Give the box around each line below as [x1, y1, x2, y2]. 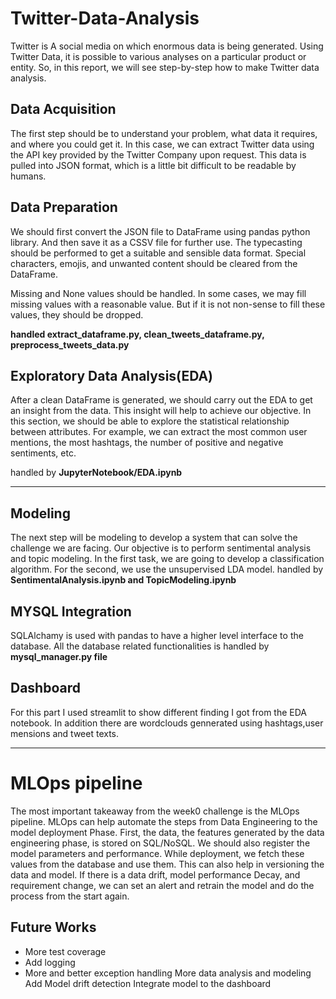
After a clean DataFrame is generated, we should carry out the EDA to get [10, 394, 313, 406]
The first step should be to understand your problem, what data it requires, [10, 127, 318, 139]
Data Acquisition [10, 101, 117, 118]
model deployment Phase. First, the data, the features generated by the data [10, 826, 325, 838]
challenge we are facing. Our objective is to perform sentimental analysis [10, 542, 312, 554]
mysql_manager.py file [10, 651, 108, 662]
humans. [10, 170, 47, 182]
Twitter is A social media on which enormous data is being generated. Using [10, 40, 324, 52]
